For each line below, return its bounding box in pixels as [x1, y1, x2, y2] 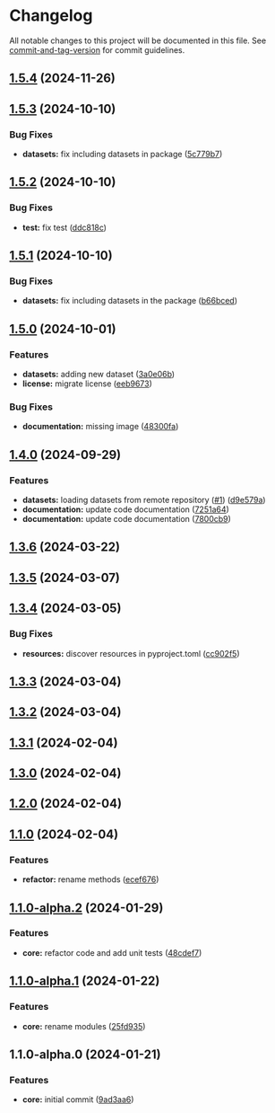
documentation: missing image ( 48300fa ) [21, 421, 179, 432]
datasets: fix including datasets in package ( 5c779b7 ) [21, 149, 223, 160]
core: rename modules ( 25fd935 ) [21, 1020, 146, 1031]
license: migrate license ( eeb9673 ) [21, 378, 152, 389]
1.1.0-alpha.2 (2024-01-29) [9, 900, 164, 915]
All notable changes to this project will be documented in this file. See [9, 35, 267, 46]
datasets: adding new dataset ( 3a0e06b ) [21, 369, 176, 380]
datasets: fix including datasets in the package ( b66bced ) [21, 296, 238, 306]
